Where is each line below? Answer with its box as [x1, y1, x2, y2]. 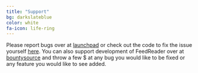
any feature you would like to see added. [6, 61, 106, 68]
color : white [6, 20, 39, 26]
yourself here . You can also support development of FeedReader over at [6, 48, 184, 55]
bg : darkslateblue [6, 14, 52, 20]
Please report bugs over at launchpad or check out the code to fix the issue [6, 42, 193, 49]
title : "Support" [6, 8, 50, 15]
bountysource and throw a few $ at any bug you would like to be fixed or [6, 54, 185, 61]
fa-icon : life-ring [6, 25, 55, 31]
